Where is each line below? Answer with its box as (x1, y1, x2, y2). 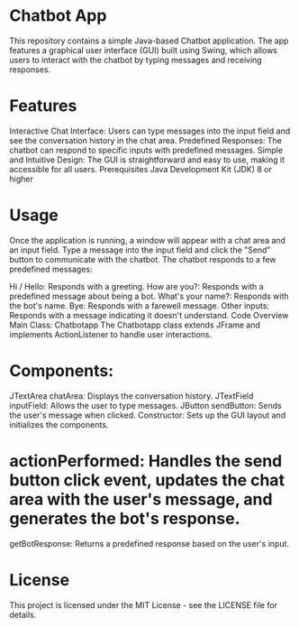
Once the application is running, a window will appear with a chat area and (9, 235, 286, 245)
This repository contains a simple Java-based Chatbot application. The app (9, 35, 289, 46)
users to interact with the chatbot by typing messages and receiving (9, 54, 263, 65)
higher (9, 173, 33, 184)
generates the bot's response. (9, 508, 240, 529)
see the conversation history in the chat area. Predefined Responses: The (9, 134, 282, 145)
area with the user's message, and (9, 489, 273, 510)
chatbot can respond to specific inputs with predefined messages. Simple (9, 144, 284, 155)
